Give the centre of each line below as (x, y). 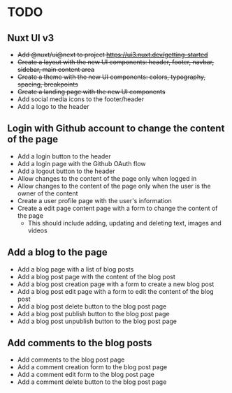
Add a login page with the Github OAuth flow (81, 163)
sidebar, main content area (56, 69)
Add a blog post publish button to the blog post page (93, 313)
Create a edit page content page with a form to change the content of (117, 208)
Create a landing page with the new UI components (91, 92)
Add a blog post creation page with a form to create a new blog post (116, 284)
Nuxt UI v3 (31, 38)
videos (37, 230)
